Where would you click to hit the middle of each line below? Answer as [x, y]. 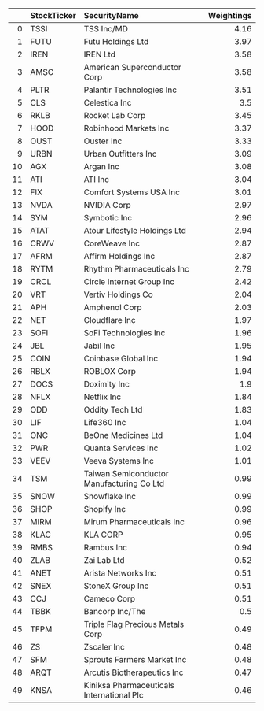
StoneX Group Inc [116, 586]
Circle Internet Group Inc [129, 281]
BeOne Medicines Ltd [123, 435]
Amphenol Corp [113, 307]
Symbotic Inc [108, 218]
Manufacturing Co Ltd [124, 483]
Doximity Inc [106, 384]
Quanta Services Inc [121, 448]
